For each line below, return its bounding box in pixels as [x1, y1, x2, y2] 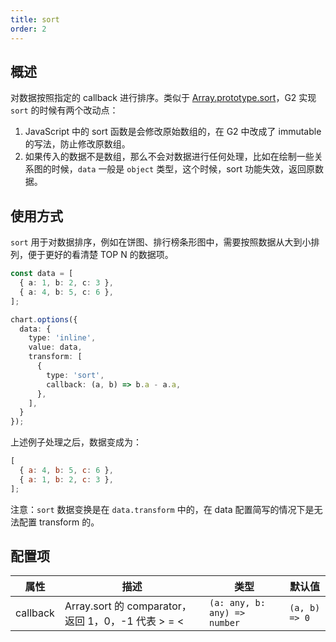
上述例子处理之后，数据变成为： [10, 436, 142, 448]
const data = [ [10, 269, 74, 279]
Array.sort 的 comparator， [64, 599, 192, 613]
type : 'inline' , [28, 333, 97, 343]
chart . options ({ [10, 314, 78, 325]
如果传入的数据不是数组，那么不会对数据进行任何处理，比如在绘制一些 [24, 151, 315, 163]
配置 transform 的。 [18, 516, 100, 528]
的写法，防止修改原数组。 [24, 138, 131, 150]
